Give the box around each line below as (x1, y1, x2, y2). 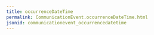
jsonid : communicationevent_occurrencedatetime (6, 20, 127, 26)
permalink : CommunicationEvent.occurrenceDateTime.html (6, 14, 148, 20)
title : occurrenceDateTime (6, 8, 73, 15)
